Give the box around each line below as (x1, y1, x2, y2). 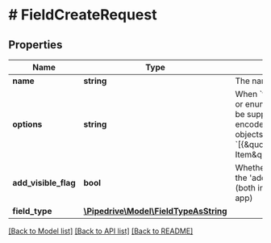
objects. (235, 129, 266, 140)
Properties (8, 38, 63, 52)
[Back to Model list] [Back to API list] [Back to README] (8, 226, 194, 236)
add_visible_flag (12, 178, 76, 188)
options (12, 119, 43, 130)
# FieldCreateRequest (8, 6, 157, 24)
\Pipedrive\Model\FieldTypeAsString (83, 206, 227, 216)
